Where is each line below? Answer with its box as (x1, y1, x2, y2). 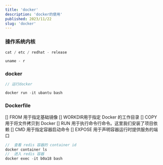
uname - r (5, 59, 26, 64)
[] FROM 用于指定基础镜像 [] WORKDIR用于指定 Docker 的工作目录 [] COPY (5, 114, 158, 120)
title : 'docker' (5, 7, 38, 12)
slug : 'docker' (5, 21, 36, 26)
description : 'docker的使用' (5, 12, 63, 17)
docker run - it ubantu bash (5, 90, 63, 95)
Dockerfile (5, 102, 31, 109)
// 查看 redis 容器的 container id (5, 142, 77, 147)
